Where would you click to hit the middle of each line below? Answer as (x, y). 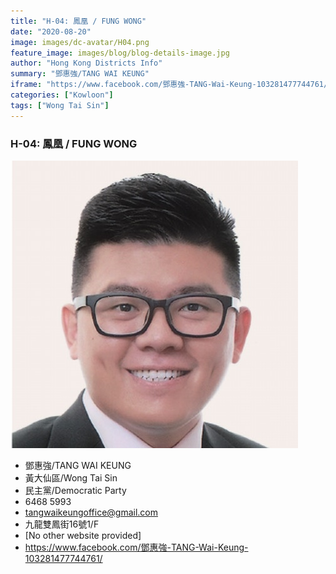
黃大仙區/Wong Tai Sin (71, 477)
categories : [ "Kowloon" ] (62, 95)
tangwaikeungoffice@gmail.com (91, 512)
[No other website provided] (83, 535)
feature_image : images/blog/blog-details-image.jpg (120, 53)
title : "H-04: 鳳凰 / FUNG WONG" (78, 21)
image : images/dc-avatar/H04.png (80, 42)
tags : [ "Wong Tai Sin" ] (60, 105)
